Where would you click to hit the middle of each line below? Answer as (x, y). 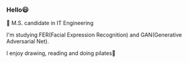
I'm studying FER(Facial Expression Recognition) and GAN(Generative (94, 35)
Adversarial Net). (28, 42)
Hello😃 (17, 10)
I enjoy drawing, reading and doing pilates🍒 (61, 53)
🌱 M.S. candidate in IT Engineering (50, 23)
